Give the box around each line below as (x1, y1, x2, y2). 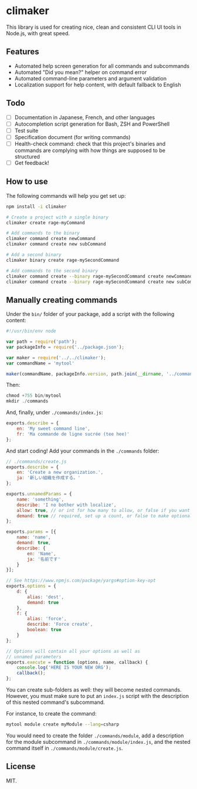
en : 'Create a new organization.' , (16, 470, 104, 476)
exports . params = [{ (6, 529, 57, 535)
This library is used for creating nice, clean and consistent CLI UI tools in (6, 23, 182, 31)
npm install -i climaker (6, 204, 67, 210)
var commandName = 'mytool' (6, 360, 75, 366)
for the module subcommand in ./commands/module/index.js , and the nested (6, 738, 191, 745)
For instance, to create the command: (6, 710, 97, 717)
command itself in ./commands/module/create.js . (6, 744, 123, 751)
